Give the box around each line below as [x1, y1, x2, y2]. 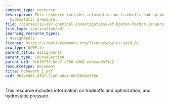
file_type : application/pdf [5, 26, 65, 31]
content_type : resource [5, 7, 56, 13]
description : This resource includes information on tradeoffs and [5, 12, 151, 17]
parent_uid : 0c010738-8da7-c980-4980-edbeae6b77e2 [5, 59, 114, 64]
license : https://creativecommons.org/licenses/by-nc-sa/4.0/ [5, 41, 139, 46]
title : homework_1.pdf [5, 69, 53, 74]
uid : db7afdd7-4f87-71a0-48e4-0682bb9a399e [5, 74, 99, 79]
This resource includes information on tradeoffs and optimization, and [5, 87, 151, 93]
